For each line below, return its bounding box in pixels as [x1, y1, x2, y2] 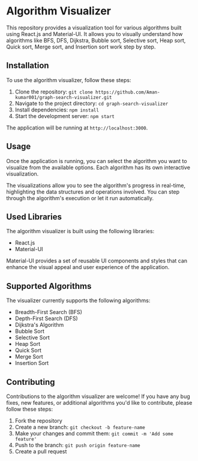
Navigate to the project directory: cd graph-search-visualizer [14, 100, 169, 107]
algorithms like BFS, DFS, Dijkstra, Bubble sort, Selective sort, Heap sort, [6, 37, 186, 44]
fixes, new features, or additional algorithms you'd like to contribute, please [6, 399, 193, 406]
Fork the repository [14, 417, 63, 424]
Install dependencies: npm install [14, 106, 99, 113]
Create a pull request [14, 448, 67, 455]
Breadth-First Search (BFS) [14, 309, 83, 316]
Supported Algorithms [6, 281, 92, 291]
